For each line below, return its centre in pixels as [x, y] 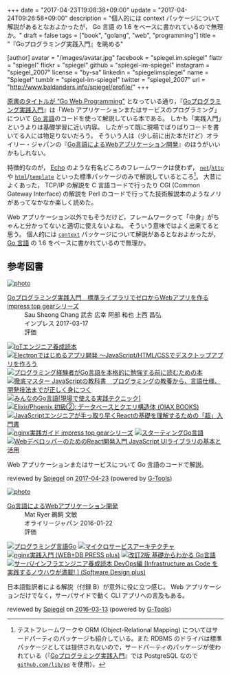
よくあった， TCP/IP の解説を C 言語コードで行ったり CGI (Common [104, 185]
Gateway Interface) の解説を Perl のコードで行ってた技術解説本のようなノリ [114, 194]
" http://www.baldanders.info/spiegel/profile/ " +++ [78, 87]
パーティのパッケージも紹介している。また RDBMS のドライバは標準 [125, 638]
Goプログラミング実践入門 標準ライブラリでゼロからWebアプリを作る [108, 298]
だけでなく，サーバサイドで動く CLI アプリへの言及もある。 [104, 596]
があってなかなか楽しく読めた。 [52, 202]
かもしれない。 [28, 153]
